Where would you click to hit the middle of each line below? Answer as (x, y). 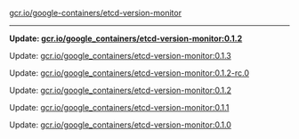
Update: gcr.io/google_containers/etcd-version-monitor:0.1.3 (120, 56)
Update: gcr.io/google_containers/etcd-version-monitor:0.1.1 (119, 107)
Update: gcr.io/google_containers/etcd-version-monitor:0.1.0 (120, 125)
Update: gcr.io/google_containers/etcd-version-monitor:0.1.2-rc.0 (129, 73)
